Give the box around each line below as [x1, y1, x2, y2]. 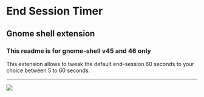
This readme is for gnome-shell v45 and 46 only [6, 47, 152, 55]
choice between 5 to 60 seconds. [6, 67, 90, 74]
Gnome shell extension [6, 28, 95, 39]
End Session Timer [6, 4, 103, 18]
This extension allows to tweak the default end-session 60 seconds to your [6, 60, 194, 67]
